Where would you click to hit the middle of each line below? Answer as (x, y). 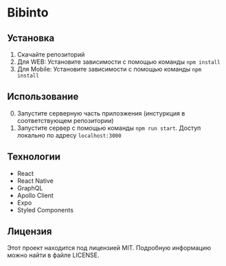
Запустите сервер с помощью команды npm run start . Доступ (109, 128)
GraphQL (30, 188)
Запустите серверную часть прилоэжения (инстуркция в (101, 113)
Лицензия (30, 232)
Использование (43, 97)
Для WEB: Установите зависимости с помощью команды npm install (119, 62)
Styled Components (45, 210)
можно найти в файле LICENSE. (53, 255)
